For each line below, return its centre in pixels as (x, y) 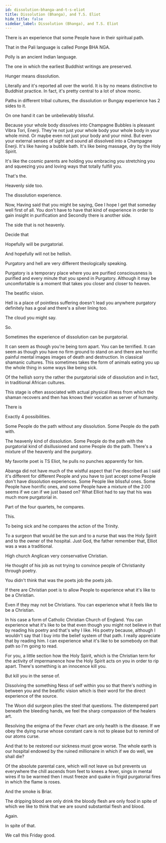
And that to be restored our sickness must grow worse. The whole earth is (81, 746)
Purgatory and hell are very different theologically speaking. (66, 263)
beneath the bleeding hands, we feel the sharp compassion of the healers (81, 711)
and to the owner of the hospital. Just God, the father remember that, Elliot (81, 541)
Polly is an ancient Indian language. (41, 57)
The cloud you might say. (31, 318)
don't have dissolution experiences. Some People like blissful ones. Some (80, 481)
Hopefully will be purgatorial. (35, 244)
